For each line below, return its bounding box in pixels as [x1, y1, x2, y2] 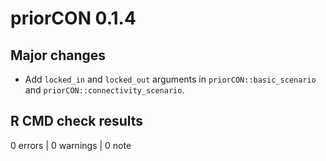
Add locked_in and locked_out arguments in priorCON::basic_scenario [24, 73, 317, 85]
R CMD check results [10, 113, 144, 130]
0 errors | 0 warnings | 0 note [10, 139, 132, 151]
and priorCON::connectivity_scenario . [24, 84, 185, 96]
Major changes [10, 47, 107, 64]
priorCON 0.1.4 [10, 7, 137, 30]
